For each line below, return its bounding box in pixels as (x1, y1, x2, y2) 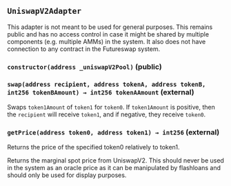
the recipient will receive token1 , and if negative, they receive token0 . (7, 110, 206, 118)
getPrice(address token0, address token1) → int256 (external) (7, 127, 220, 137)
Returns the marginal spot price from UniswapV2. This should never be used (7, 156, 224, 165)
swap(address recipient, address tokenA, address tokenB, (7, 80, 206, 88)
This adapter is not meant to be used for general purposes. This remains (7, 23, 213, 31)
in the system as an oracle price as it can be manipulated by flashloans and (7, 164, 221, 172)
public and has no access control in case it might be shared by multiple (7, 30, 209, 38)
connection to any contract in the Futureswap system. (7, 45, 161, 53)
